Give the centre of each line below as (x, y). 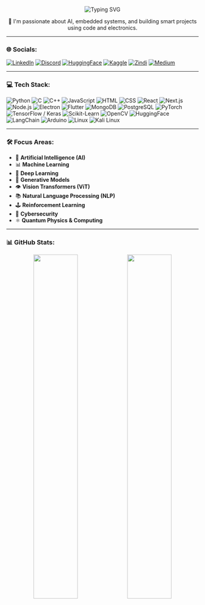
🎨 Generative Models (42, 179)
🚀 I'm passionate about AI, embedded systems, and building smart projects (103, 21)
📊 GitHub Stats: (31, 242)
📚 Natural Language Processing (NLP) (65, 195)
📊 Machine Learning (42, 164)
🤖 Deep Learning (37, 173)
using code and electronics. (103, 28)
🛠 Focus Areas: (30, 142)
